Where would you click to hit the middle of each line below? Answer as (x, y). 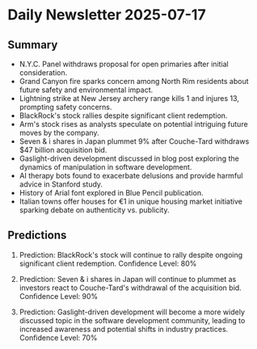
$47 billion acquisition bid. (63, 150)
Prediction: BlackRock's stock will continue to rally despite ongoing (131, 254)
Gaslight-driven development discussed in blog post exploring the (129, 158)
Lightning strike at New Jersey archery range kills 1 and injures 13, (129, 98)
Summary (33, 45)
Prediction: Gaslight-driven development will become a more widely (132, 312)
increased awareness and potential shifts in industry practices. (124, 329)
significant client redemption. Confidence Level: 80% (108, 263)
